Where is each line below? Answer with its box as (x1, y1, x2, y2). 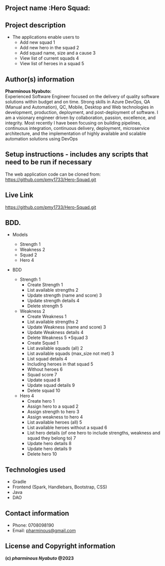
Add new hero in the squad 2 (19, 45, 80, 51)
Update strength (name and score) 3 (27, 292, 102, 298)
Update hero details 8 (27, 441, 72, 447)
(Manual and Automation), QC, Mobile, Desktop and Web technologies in (5, 104, 154, 110)
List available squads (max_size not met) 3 (27, 350, 114, 356)
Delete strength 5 (27, 303, 63, 309)
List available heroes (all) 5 (27, 419, 82, 425)
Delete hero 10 (27, 451, 57, 457)
